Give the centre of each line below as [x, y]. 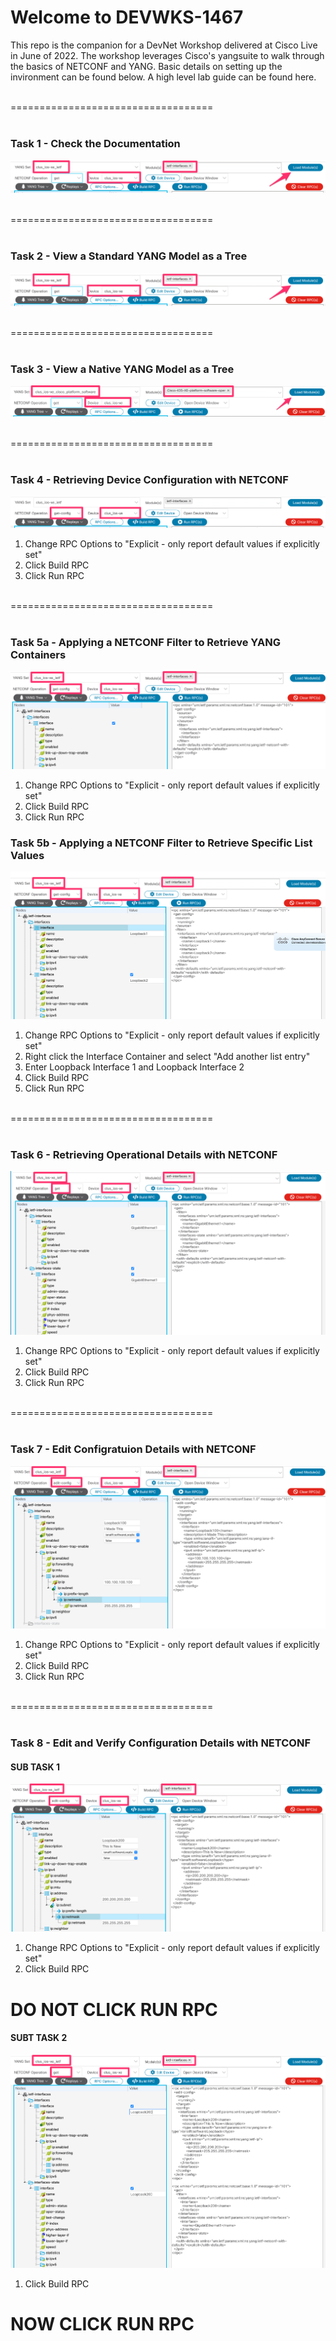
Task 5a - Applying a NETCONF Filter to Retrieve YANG [145, 642]
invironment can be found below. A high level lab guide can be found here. [163, 77]
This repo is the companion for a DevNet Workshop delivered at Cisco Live [164, 45]
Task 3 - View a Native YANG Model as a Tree [122, 369]
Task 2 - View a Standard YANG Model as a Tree [129, 256]
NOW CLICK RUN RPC [102, 2323]
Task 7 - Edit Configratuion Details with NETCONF [133, 1449]
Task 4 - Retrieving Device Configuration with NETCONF [149, 479]
